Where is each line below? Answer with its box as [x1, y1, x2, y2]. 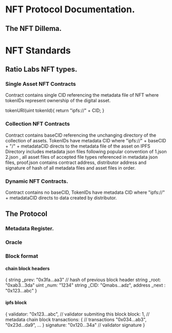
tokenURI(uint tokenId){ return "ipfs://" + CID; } [5, 107, 104, 114]
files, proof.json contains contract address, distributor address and [5, 159, 146, 165]
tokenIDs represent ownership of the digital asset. [5, 98, 111, 104]
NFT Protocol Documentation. [5, 4, 135, 15]
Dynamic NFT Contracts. [5, 177, 68, 184]
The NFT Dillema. [5, 24, 62, 33]
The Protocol [5, 210, 48, 218]
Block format [5, 253, 39, 260]
